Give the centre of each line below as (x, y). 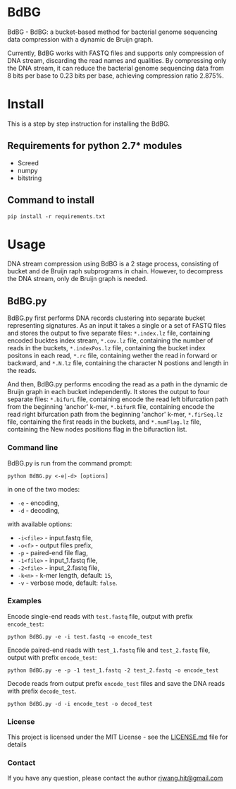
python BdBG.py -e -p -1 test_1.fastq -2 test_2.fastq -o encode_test (113, 670)
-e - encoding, (38, 503)
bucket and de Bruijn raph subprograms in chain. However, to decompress (115, 271)
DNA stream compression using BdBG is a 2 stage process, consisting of (113, 264)
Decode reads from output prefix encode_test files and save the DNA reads (116, 683)
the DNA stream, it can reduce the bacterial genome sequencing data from (116, 68)
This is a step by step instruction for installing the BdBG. (89, 124)
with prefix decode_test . (42, 691)
